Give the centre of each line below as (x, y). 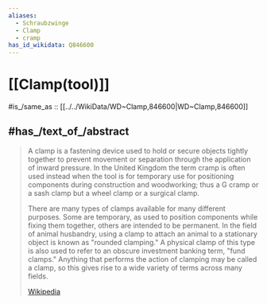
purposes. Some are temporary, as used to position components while (143, 216)
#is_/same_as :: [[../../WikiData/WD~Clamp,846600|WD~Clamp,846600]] (128, 107)
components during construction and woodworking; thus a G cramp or (143, 185)
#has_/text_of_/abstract (69, 132)
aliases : (23, 16)
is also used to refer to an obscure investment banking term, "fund (136, 251)
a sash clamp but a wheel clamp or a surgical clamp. (114, 193)
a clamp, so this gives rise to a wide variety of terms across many (135, 267)
